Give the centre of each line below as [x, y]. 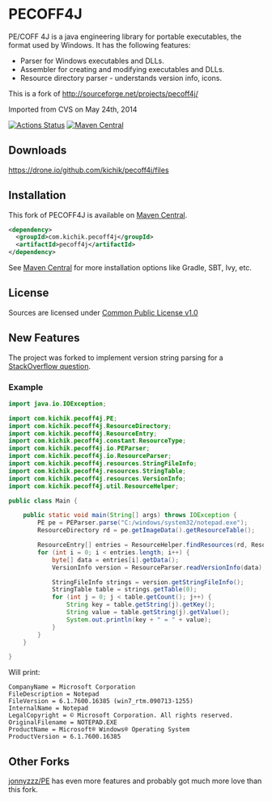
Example [26, 387]
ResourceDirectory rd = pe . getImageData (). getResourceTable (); [146, 531]
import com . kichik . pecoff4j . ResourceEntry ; [83, 434]
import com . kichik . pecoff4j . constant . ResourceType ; [97, 441]
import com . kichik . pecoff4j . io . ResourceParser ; [90, 456]
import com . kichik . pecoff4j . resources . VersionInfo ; [97, 478]
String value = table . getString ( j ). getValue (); [148, 612]
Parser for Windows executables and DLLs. [92, 61]
